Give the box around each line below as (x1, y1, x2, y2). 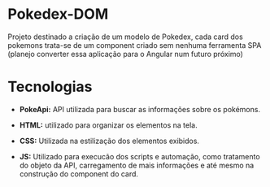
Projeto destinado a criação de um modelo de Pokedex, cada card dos (7, 32, 243, 41)
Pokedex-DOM (7, 5, 109, 24)
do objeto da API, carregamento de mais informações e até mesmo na (19, 160, 255, 170)
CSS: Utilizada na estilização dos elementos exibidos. (19, 136, 200, 146)
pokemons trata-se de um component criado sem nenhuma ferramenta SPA (7, 40, 262, 50)
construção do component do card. (19, 168, 139, 179)
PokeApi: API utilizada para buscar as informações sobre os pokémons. (19, 104, 261, 114)
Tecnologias (7, 78, 93, 96)
